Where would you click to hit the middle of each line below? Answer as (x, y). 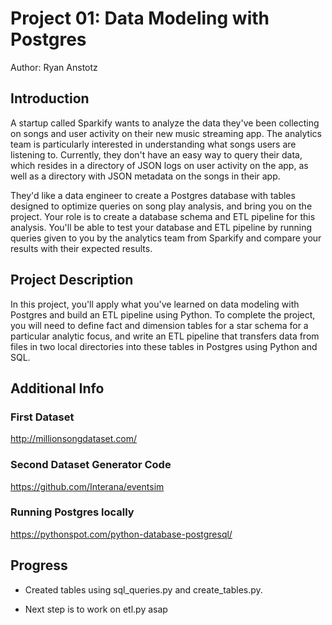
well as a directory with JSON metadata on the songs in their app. (145, 176)
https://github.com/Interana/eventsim (87, 486)
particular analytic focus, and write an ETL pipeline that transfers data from (165, 336)
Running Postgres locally (72, 512)
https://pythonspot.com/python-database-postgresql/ (121, 534)
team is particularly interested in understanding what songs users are (153, 144)
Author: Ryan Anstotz (54, 67)
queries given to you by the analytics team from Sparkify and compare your (166, 238)
